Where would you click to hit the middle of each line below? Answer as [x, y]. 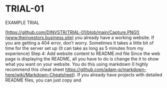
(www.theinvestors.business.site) [39, 37]
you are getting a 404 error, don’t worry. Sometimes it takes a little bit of [79, 42]
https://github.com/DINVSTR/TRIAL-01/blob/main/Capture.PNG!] [73, 32]
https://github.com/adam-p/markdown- [106, 69]
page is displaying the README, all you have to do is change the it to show [82, 58]
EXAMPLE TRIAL [22, 22]
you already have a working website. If [114, 37]
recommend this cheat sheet [35, 69]
